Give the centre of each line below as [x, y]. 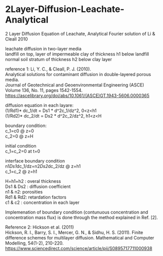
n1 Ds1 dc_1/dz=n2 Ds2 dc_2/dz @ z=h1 [43, 166]
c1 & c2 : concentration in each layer [42, 202]
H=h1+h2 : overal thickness [33, 181]
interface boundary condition [35, 160]
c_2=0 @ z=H [19, 136]
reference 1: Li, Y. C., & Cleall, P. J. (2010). [48, 69]
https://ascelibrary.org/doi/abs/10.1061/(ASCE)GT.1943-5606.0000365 [77, 95]
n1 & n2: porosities [24, 191]
